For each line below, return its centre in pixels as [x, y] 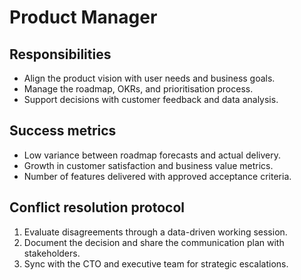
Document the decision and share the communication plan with [154, 242]
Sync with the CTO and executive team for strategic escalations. [156, 263]
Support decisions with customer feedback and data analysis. [151, 99]
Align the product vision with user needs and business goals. [149, 78]
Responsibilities [60, 54]
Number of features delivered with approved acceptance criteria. [157, 176]
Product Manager [83, 17]
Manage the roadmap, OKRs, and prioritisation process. [138, 89]
